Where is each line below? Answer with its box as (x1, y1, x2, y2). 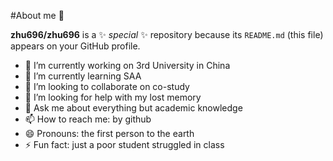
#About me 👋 (10, 10, 65, 21)
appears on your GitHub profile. (10, 40, 141, 52)
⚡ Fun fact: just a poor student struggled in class (24, 139, 225, 150)
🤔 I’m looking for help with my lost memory (24, 91, 202, 103)
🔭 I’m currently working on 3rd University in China (24, 60, 231, 71)
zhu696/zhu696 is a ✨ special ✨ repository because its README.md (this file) (10, 29, 324, 40)
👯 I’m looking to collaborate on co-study (24, 81, 190, 92)
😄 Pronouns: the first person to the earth (24, 128, 195, 139)
